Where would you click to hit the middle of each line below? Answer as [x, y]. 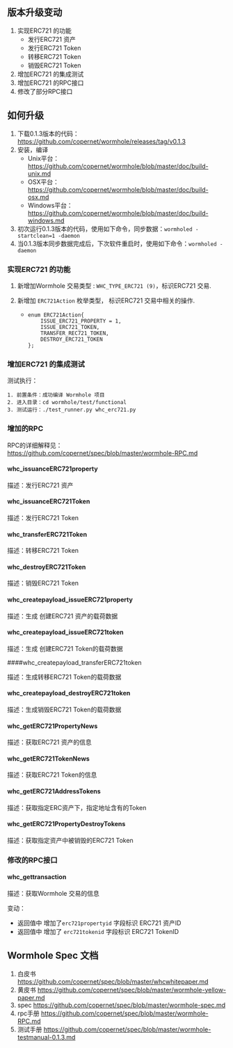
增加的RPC [25, 428]
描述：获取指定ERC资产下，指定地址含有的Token [77, 807]
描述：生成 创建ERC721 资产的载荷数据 [63, 616]
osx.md [38, 197]
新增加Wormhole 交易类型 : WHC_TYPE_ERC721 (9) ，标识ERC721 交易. [114, 285]
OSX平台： [43, 182]
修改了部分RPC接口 [45, 91]
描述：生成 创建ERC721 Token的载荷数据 [65, 648]
